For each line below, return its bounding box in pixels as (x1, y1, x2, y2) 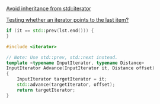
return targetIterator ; (17, 87, 76, 93)
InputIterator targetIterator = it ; (17, 76, 108, 82)
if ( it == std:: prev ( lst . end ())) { (6, 28, 94, 33)
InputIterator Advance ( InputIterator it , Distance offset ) (6, 65, 155, 71)
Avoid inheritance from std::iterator (6, 5, 91, 12)
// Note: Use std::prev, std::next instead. (6, 54, 118, 61)
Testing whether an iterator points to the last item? (6, 16, 129, 23)
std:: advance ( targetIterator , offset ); (17, 82, 116, 88)
